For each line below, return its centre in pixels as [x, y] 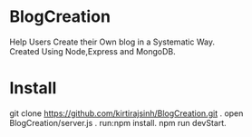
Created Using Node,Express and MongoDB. [93, 51]
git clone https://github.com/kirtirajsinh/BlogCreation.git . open [126, 113]
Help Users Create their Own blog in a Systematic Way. [112, 42]
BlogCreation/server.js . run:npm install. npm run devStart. [118, 122]
